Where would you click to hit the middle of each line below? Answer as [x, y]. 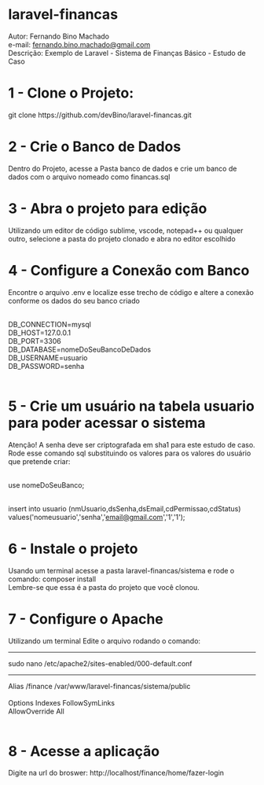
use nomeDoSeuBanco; [46, 485]
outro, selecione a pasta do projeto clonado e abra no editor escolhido [122, 238]
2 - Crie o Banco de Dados [95, 147]
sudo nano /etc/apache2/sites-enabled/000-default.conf [100, 663]
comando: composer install [52, 579]
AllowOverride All [36, 711]
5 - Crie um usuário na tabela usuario [132, 406]
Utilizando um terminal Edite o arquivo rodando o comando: [104, 641]
